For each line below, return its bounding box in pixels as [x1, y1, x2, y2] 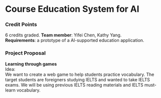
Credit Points [5, 21, 37, 28]
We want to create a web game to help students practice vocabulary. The [5, 71, 155, 77]
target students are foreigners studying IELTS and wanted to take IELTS [5, 76, 150, 82]
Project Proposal [5, 50, 46, 57]
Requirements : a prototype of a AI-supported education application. [5, 37, 145, 43]
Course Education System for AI [5, 3, 140, 15]
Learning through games [5, 61, 57, 67]
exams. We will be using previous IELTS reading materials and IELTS [5, 82, 144, 88]
